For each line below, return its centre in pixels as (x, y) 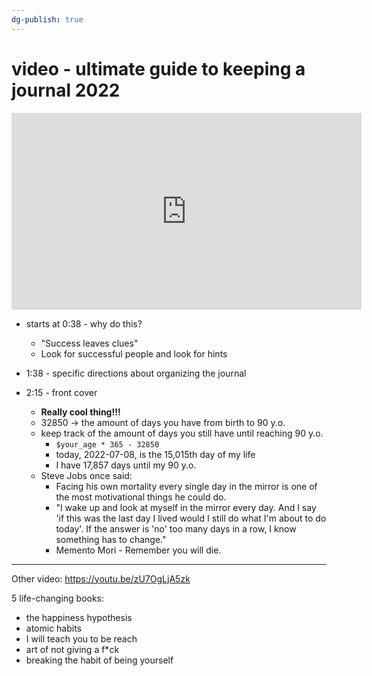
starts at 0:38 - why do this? (84, 323)
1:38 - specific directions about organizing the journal (136, 373)
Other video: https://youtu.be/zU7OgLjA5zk (101, 578)
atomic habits (54, 628)
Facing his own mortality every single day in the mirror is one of (186, 486)
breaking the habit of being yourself (99, 660)
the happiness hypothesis (79, 617)
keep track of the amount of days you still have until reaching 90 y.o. (182, 433)
